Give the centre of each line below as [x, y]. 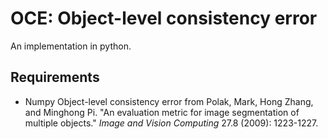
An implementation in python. [71, 46]
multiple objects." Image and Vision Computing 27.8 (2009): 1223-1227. [171, 123]
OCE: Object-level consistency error [164, 18]
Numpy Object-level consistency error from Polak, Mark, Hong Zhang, [169, 101]
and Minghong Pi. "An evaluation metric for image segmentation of [162, 112]
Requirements [55, 77]
